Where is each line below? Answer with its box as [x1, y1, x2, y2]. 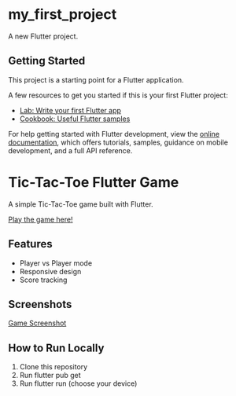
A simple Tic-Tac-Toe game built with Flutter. [8, 199, 153, 209]
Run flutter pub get [19, 371, 81, 380]
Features [8, 237, 53, 251]
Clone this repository [19, 362, 88, 372]
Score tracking [19, 275, 68, 284]
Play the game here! [8, 214, 73, 224]
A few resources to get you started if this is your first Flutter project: [8, 90, 228, 100]
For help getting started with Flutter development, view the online [8, 129, 220, 138]
